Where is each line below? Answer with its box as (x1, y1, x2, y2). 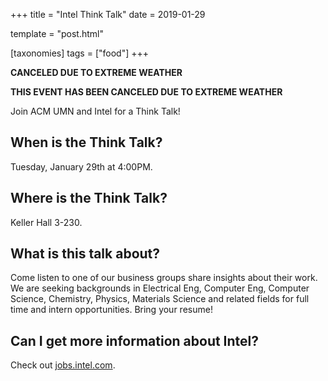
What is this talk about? (10, 245, 161, 263)
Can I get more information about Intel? (10, 332, 260, 349)
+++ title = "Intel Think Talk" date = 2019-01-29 (10, 9, 206, 20)
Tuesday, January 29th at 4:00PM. (10, 160, 153, 173)
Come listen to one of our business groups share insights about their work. (10, 272, 318, 284)
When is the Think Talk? (10, 134, 163, 151)
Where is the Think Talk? (10, 190, 168, 207)
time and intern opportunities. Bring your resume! (10, 304, 213, 316)
